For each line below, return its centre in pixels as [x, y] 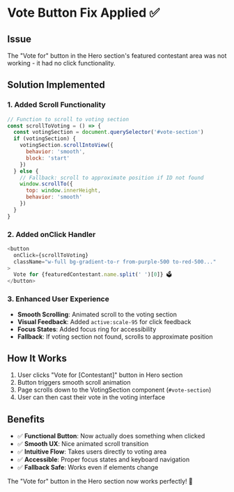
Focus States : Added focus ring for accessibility [87, 329]
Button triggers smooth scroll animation [74, 383]
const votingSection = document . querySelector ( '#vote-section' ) [109, 132]
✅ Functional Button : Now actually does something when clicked [111, 436]
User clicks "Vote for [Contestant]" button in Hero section [100, 375]
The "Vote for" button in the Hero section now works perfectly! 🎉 [100, 482]
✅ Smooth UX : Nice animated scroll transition [83, 444]
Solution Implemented [56, 85]
